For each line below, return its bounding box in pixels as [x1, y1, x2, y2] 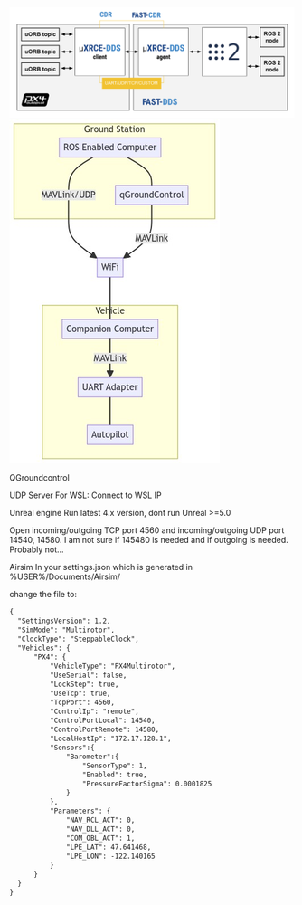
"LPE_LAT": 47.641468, [66, 843, 152, 853]
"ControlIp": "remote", [49, 707, 140, 717]
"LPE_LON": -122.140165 [66, 852, 156, 862]
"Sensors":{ [49, 743, 95, 753]
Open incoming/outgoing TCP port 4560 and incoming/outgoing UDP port [9, 525, 285, 536]
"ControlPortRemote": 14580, [49, 725, 160, 735]
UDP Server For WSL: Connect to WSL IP [9, 490, 162, 500]
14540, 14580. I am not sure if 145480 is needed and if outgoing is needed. [9, 535, 289, 546]
